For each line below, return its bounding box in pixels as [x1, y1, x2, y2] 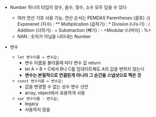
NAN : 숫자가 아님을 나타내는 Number [17, 34, 91, 39]
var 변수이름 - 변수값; [17, 96, 60, 101]
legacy [24, 101, 39, 107]
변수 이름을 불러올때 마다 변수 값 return [24, 60, 101, 65]
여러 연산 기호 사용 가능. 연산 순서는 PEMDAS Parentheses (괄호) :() [17, 15, 151, 21]
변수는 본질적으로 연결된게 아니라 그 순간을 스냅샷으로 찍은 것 [24, 72, 142, 78]
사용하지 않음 [24, 107, 51, 113]
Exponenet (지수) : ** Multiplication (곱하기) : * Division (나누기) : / [17, 21, 150, 27]
